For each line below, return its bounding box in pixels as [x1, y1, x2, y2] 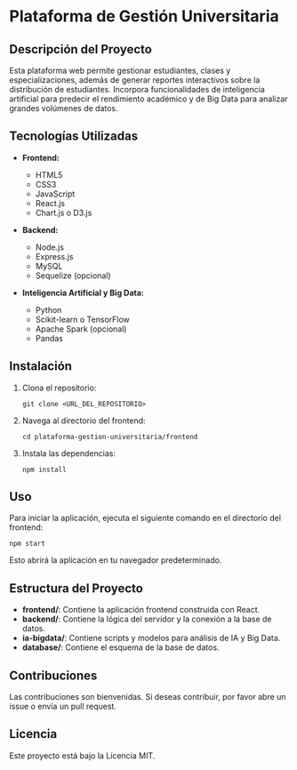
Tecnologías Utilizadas [9, 129, 139, 144]
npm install [21, 465, 67, 474]
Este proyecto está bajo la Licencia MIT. [9, 750, 156, 761]
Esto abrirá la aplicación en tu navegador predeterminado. [9, 555, 222, 565]
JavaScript [35, 188, 76, 199]
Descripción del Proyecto [9, 42, 153, 57]
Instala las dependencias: [21, 447, 116, 459]
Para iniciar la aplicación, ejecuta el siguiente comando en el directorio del [9, 513, 282, 524]
